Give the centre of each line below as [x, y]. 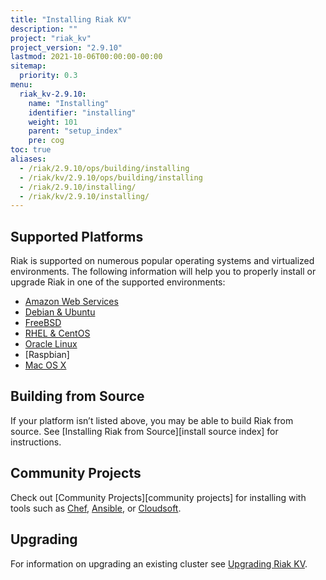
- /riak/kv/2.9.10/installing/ [84, 196]
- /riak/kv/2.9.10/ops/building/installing [111, 177]
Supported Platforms [77, 236]
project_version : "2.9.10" [66, 47]
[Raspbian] [47, 355]
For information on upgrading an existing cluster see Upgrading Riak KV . [159, 563]
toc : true [31, 150]
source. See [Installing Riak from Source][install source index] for [144, 431]
